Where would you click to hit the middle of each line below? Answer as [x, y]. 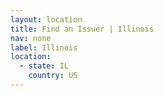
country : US [53, 76]
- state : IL [44, 66]
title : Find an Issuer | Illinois [82, 29]
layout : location [46, 19]
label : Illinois [44, 47]
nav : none [31, 38]
